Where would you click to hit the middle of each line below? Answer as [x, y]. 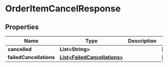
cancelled [20, 49]
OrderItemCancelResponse [63, 9]
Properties [22, 27]
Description [142, 41]
